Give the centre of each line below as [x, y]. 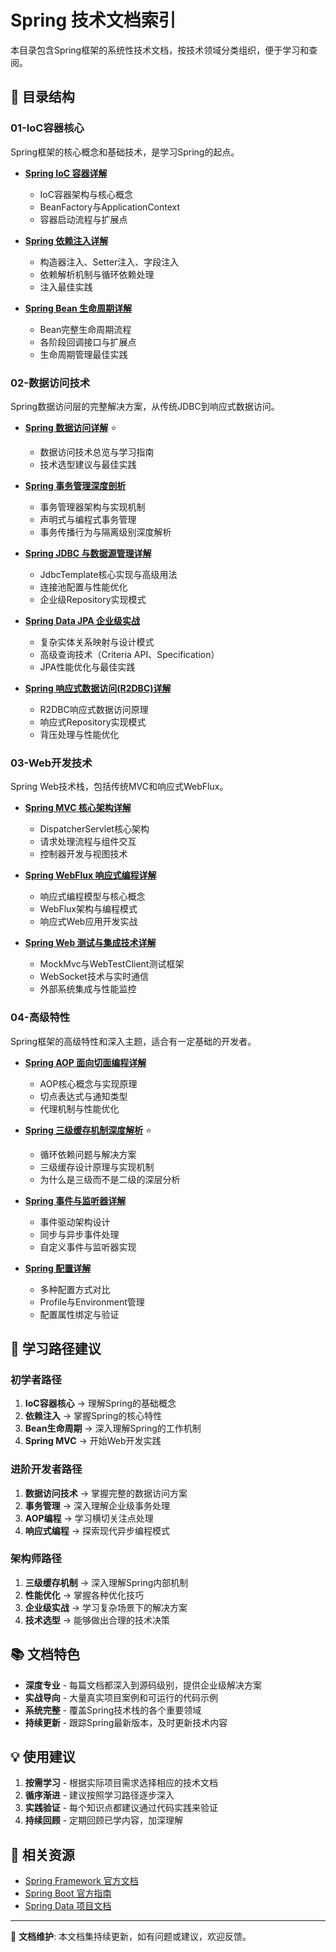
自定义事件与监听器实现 [88, 1247]
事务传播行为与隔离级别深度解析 [105, 532]
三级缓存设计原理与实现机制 [97, 1167]
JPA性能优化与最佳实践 [87, 667]
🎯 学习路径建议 [56, 1348]
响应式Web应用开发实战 [88, 922]
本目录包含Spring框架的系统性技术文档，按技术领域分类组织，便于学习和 [160, 50]
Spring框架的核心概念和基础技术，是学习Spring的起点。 [125, 152]
